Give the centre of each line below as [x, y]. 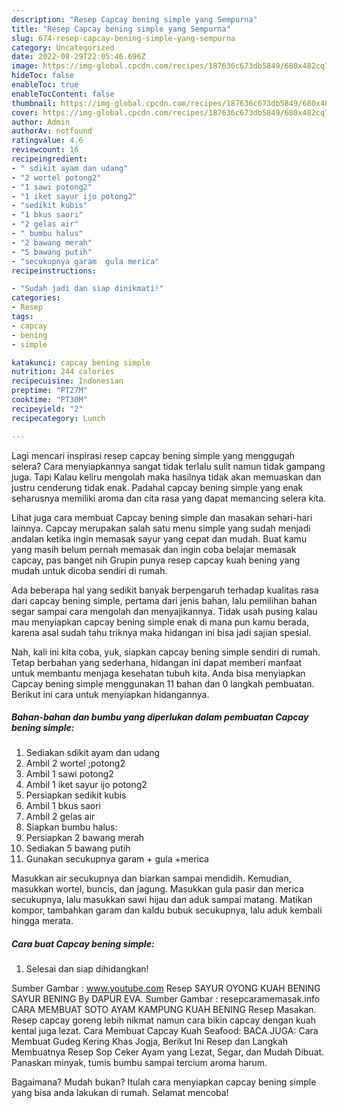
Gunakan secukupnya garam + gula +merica [117, 859]
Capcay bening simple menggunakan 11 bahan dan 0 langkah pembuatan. [163, 683]
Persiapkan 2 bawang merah [85, 838]
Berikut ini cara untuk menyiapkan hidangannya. [110, 694]
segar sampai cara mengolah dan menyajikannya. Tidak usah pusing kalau [164, 611]
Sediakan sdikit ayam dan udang [93, 753]
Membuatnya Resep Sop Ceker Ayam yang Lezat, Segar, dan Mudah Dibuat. [168, 1052]
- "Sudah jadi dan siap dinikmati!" [87, 289]
